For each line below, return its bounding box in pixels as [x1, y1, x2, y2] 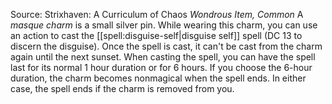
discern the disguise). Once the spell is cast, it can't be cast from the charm [10, 40, 323, 52]
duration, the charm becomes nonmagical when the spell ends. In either [10, 72, 307, 84]
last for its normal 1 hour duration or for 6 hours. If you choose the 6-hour [10, 62, 313, 73]
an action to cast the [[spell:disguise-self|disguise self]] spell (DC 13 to [10, 30, 303, 41]
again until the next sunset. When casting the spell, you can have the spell [10, 51, 316, 63]
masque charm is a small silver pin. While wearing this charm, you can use [10, 19, 318, 31]
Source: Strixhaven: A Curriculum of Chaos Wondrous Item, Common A [10, 9, 304, 20]
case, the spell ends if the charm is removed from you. [10, 83, 235, 94]
